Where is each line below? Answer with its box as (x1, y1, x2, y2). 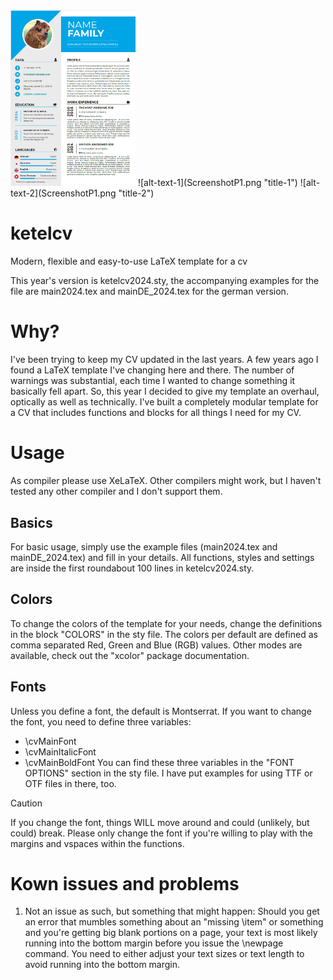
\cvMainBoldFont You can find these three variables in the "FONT (24, 756, 295, 768)
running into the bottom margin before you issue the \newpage (24, 937, 284, 949)
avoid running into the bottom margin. (24, 959, 181, 971)
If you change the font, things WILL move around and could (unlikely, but (10, 816, 310, 828)
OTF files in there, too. (24, 777, 117, 789)
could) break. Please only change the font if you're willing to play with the (10, 827, 313, 839)
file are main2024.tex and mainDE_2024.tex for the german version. (10, 285, 289, 298)
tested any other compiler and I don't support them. (10, 485, 223, 498)
